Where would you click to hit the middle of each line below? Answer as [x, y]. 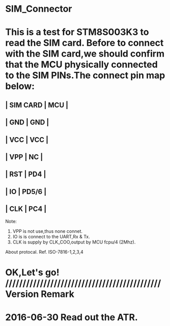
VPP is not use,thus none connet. [48, 231]
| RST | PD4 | [26, 174]
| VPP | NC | [24, 157]
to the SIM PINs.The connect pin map [85, 76]
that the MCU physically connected [81, 65]
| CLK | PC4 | [26, 209]
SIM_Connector [39, 9]
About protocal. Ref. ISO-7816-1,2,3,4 [45, 252]
